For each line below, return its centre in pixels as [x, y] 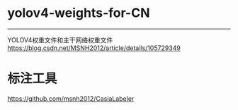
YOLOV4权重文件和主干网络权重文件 [60, 39]
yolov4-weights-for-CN [79, 13]
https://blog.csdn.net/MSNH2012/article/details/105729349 [94, 48]
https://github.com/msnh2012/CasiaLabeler [71, 98]
